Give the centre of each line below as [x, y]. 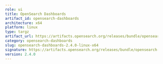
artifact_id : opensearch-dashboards [42, 18]
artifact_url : [19, 37]
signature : [16, 50]
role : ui [14, 9]
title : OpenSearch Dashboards [36, 14]
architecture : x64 [24, 23]
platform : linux [21, 27]
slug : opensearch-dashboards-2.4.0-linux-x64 [52, 45]
